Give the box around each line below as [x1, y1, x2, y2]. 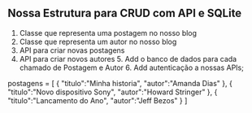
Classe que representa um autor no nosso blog [19, 37, 177, 46]
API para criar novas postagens [19, 45, 125, 55]
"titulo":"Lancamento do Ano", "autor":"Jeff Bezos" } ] [7, 95, 188, 105]
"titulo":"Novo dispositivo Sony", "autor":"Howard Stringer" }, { [7, 87, 218, 97]
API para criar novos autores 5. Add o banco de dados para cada [19, 54, 237, 63]
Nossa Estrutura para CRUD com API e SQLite [7, 7, 242, 20]
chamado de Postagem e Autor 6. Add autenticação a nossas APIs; [19, 63, 245, 72]
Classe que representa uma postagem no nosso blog [19, 28, 197, 37]
